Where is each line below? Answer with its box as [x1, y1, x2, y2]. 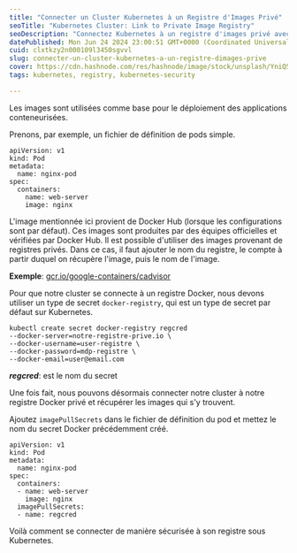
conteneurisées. [9, 111, 68, 122]
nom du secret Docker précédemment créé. [9, 423, 169, 434]
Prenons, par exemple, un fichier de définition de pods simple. [9, 129, 236, 140]
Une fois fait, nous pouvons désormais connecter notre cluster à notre [9, 387, 265, 398]
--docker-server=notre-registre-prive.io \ [9, 331, 172, 341]
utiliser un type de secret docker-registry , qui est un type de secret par [9, 297, 271, 308]
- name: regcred [17, 510, 77, 518]
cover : [9, 63, 34, 72]
